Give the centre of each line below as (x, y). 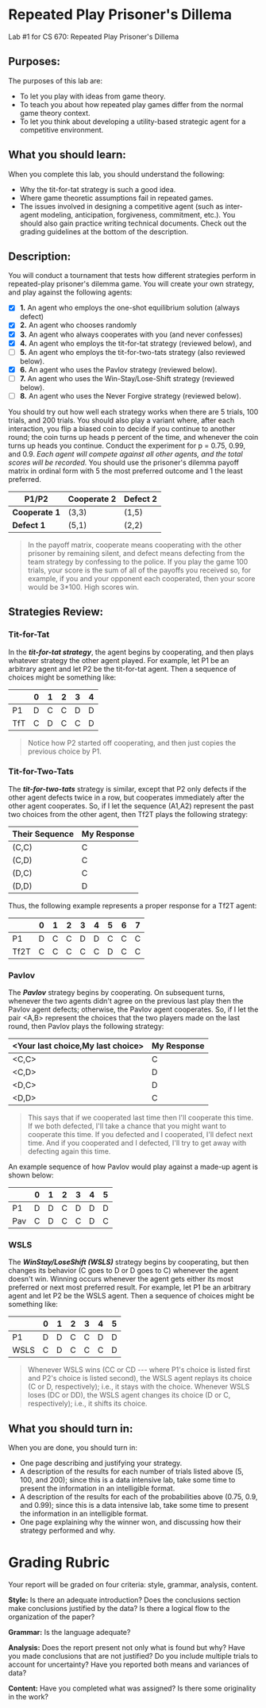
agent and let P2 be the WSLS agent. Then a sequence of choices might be (131, 1296)
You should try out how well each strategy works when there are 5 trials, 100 (133, 411)
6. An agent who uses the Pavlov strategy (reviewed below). (118, 369)
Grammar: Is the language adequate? (69, 1633)
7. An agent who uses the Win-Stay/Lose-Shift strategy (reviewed (127, 378)
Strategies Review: (56, 612)
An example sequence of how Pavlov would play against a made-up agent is (133, 1167)
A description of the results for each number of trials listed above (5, (131, 1471)
